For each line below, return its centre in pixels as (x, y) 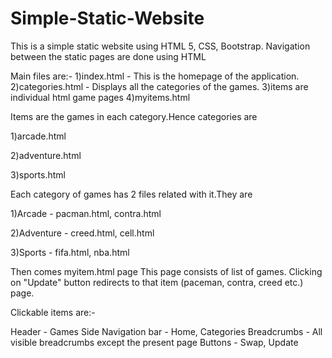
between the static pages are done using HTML (108, 56)
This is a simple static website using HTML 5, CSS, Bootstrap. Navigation (160, 46)
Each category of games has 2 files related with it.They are (131, 194)
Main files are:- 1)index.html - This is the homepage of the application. (155, 76)
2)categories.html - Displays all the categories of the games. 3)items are (159, 86)
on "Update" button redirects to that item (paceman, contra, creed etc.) (157, 282)
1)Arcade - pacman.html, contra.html (86, 213)
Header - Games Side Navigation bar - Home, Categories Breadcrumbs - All (166, 331)
